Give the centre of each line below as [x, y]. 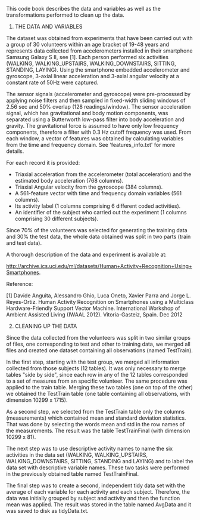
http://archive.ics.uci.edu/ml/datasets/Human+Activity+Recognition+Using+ [99, 266]
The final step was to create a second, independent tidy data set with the [96, 485]
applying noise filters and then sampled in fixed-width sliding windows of [96, 100]
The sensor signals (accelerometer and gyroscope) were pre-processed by [99, 94]
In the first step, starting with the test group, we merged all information [93, 362]
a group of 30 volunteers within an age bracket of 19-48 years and [88, 44]
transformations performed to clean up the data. [65, 15]
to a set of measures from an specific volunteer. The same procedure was [97, 381]
